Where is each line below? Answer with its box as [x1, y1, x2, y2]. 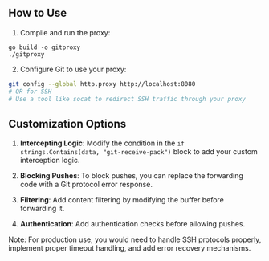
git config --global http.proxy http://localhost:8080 [8, 80, 196, 88]
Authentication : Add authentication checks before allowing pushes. [19, 219, 246, 229]
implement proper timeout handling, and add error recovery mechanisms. [8, 243, 251, 253]
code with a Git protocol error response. [19, 180, 153, 190]
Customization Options [8, 116, 127, 131]
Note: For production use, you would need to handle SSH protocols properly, [8, 234, 262, 244]
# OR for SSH [8, 88, 52, 96]
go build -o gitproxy [8, 43, 81, 51]
